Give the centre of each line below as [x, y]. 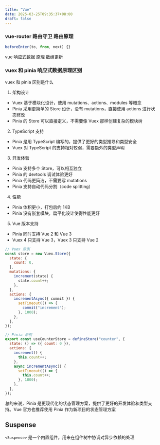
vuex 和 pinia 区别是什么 [29, 82]
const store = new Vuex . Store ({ [38, 254]
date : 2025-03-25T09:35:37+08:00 [39, 14]
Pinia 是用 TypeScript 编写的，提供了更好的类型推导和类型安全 [74, 141]
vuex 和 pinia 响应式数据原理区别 [44, 70]
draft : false [18, 18]
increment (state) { [34, 276]
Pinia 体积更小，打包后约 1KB [41, 207]
